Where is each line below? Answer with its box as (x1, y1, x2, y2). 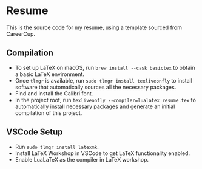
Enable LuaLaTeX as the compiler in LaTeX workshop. (15, 156, 149, 163)
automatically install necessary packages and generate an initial (15, 103, 175, 110)
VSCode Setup (6, 127, 63, 137)
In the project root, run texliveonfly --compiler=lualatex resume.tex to (15, 96, 196, 103)
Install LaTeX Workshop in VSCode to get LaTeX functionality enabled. (15, 150, 190, 157)
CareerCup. (6, 30, 35, 37)
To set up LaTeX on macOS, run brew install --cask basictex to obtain (15, 64, 195, 71)
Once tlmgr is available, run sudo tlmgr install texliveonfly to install (15, 77, 193, 84)
